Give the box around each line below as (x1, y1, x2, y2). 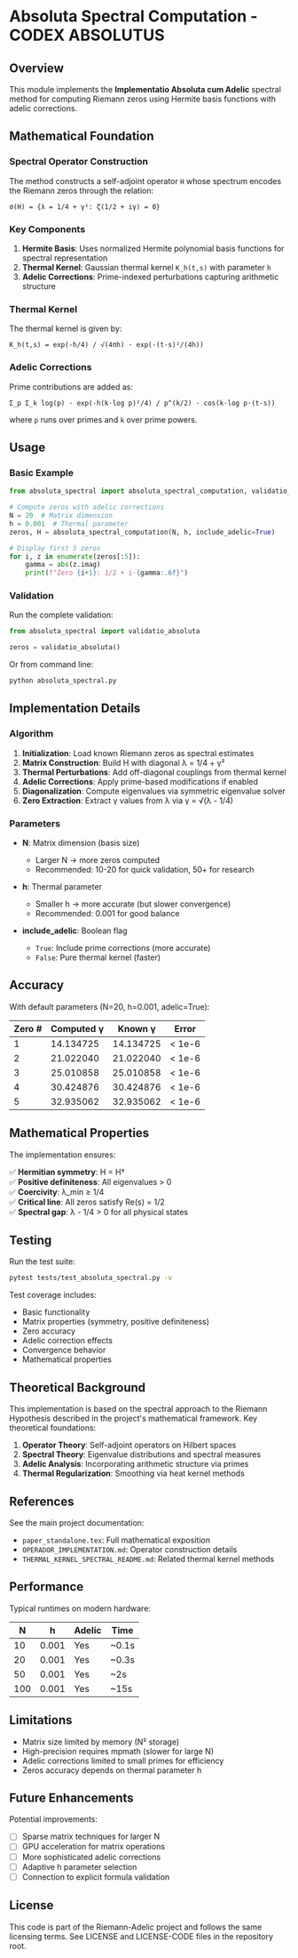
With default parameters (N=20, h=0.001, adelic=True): (9, 1001, 210, 1011)
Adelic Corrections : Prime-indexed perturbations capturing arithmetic (21, 271, 279, 282)
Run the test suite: (9, 1256, 75, 1267)
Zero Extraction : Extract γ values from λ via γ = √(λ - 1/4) (21, 794, 233, 806)
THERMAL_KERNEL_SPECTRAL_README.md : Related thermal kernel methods (21, 1553, 275, 1564)
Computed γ (50, 1022, 105, 1035)
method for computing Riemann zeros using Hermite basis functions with (9, 93, 277, 104)
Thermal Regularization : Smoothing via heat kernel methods (21, 1468, 246, 1479)
